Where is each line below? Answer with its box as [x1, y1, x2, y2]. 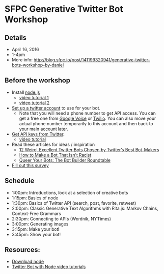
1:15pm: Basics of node [11, 195, 58, 201]
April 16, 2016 [11, 47, 39, 52]
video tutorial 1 [19, 94, 49, 100]
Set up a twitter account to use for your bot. [11, 105, 101, 111]
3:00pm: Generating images [11, 221, 69, 227]
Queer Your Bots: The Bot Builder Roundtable [19, 157, 111, 163]
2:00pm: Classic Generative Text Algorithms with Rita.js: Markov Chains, [11, 205, 158, 211]
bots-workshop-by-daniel [11, 62, 64, 68]
